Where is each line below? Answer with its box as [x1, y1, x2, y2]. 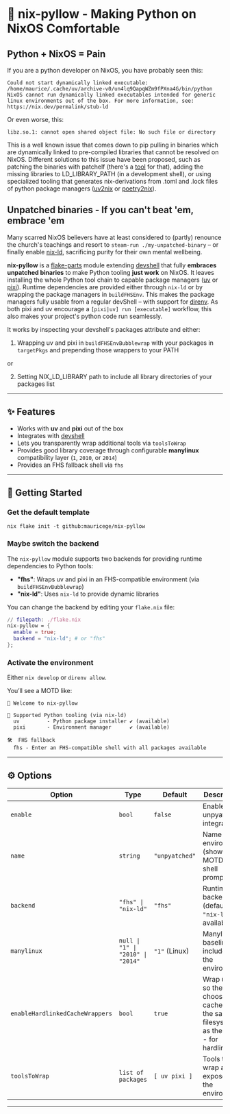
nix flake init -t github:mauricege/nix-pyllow [7, 523, 146, 530]
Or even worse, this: [7, 116, 64, 123]
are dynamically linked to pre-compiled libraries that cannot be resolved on [7, 148, 219, 156]
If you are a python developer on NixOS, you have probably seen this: [7, 66, 203, 74]
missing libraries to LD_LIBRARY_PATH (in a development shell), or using [7, 170, 212, 178]
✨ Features [7, 406, 55, 417]
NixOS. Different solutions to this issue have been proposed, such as [7, 156, 201, 163]
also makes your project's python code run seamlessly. [7, 312, 163, 320]
